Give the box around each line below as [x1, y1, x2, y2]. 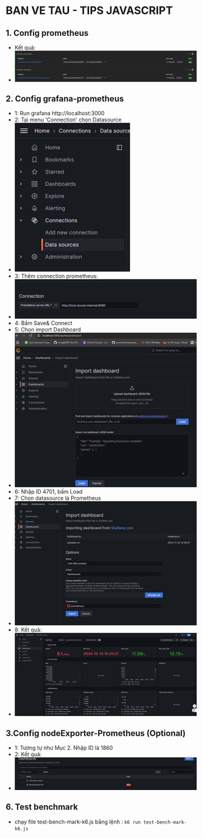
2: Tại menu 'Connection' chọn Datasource [14, 116, 122, 123]
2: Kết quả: [14, 751, 42, 758]
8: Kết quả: [14, 626, 42, 633]
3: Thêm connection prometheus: [14, 273, 98, 280]
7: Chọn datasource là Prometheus [14, 494, 101, 502]
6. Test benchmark [5, 802, 78, 812]
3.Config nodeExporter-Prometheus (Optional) [5, 728, 186, 738]
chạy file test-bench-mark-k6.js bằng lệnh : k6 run [14, 818, 141, 825]
